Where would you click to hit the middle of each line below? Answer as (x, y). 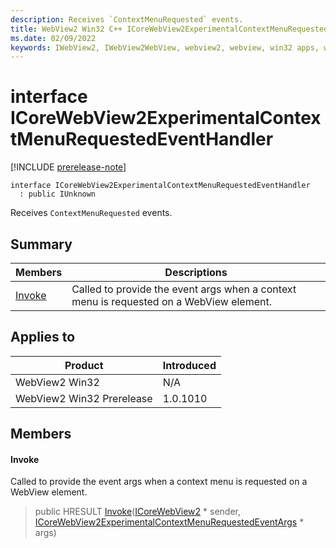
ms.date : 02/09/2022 (53, 38)
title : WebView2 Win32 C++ (66, 29)
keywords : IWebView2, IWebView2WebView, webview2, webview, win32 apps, (165, 47)
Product (84, 365)
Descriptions (196, 272)
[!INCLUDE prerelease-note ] (68, 167)
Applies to (43, 337)
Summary (41, 244)
